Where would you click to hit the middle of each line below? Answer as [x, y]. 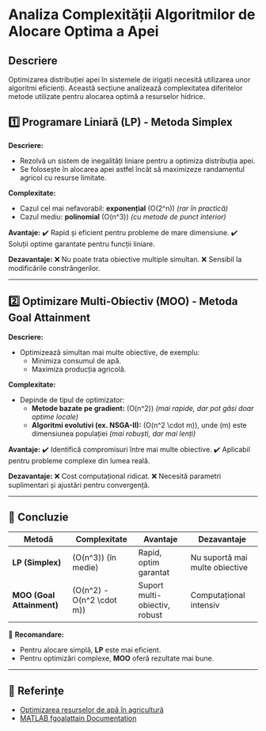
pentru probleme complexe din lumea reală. [79, 460]
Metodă [38, 539]
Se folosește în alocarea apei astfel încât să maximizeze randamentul [132, 169]
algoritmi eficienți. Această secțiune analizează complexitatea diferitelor [125, 88]
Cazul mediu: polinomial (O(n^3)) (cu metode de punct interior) [123, 216]
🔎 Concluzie [38, 518]
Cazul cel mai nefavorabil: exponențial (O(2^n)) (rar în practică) [123, 208]
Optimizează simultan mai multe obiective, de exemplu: [110, 352]
